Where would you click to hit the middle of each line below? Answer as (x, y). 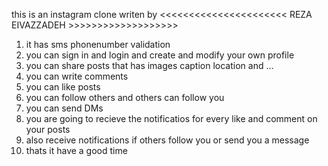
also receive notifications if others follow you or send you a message (167, 140)
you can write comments (77, 76)
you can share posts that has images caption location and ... (149, 65)
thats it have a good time (76, 150)
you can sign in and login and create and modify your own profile (160, 55)
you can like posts (63, 87)
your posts (48, 129)
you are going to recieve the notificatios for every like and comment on (171, 118)
